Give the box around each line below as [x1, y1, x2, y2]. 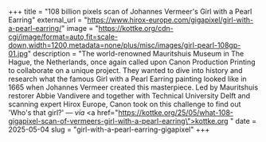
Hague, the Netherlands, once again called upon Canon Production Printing [8, 57, 256, 67]
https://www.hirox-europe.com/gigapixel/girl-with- [87, 15, 254, 25]
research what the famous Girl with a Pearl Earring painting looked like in [8, 75, 247, 83]
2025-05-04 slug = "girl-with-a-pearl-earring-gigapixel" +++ [8, 125, 210, 134]
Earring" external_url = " [8, 15, 88, 25]
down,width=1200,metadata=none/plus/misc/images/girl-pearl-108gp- [8, 40, 241, 50]
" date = [229, 117, 257, 125]
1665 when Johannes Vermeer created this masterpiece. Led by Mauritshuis [8, 83, 259, 92]
